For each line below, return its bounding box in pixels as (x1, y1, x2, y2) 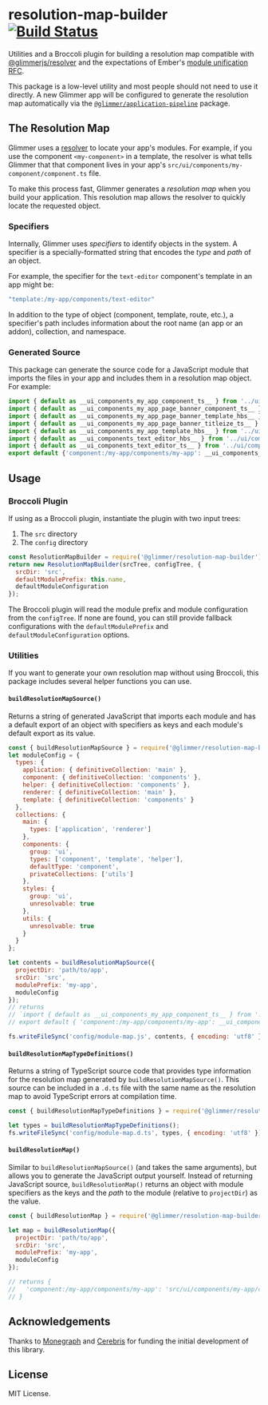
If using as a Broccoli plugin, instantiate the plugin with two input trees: (8, 513, 241, 523)
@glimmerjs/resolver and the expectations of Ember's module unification (8, 58, 249, 67)
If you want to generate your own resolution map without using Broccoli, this (8, 668, 259, 678)
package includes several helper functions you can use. (8, 677, 192, 687)
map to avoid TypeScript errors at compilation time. (8, 1092, 177, 1101)
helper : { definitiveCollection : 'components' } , (22, 781, 191, 789)
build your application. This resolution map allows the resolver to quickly (8, 192, 246, 201)
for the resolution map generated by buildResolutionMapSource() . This (8, 1075, 239, 1085)
